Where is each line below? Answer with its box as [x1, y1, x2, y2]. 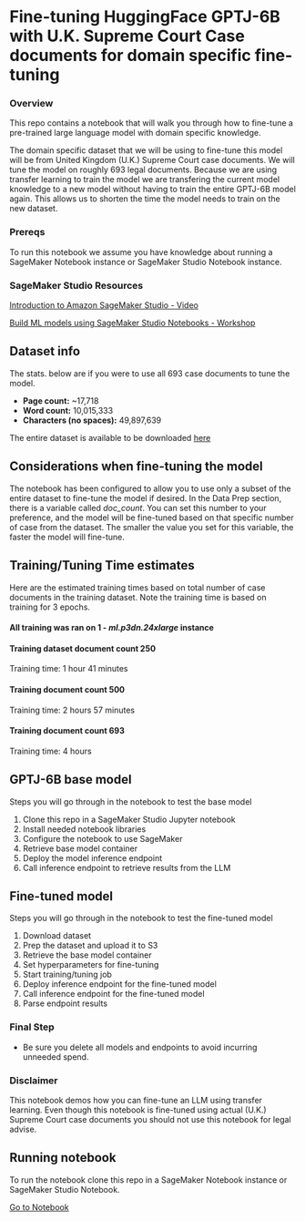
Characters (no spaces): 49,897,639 [22, 415, 162, 426]
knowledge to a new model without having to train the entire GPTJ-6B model [9, 184, 296, 195]
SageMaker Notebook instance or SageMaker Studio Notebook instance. [9, 256, 282, 267]
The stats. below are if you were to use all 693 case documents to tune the [9, 367, 290, 379]
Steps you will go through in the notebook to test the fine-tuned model [9, 913, 273, 924]
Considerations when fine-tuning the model [9, 458, 263, 475]
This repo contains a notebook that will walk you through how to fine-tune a [9, 118, 294, 128]
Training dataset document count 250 [9, 642, 157, 653]
